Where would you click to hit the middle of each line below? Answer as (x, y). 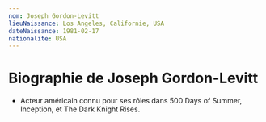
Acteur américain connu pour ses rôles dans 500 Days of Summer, (131, 101)
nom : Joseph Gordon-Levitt (54, 16)
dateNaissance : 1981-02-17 (54, 31)
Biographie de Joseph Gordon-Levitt (133, 78)
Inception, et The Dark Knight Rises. (80, 109)
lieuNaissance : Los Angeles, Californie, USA (86, 23)
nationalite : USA (38, 38)
